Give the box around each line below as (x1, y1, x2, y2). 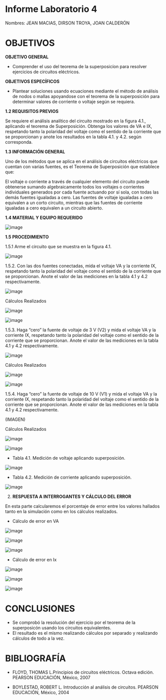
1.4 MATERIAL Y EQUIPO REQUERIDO (5, 214, 83, 220)
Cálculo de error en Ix (12, 556, 57, 563)
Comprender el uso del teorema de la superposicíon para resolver (12, 63, 147, 69)
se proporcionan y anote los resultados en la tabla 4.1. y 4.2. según (5, 133, 142, 140)
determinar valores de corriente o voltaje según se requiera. (12, 99, 135, 104)
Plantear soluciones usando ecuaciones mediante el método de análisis (12, 88, 159, 94)
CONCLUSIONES (5, 603, 75, 614)
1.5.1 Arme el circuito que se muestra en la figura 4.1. (5, 243, 112, 249)
